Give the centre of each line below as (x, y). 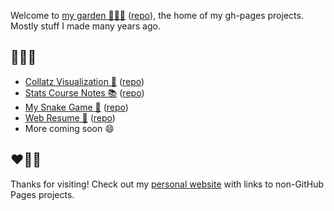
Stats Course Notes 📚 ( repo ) (84, 92)
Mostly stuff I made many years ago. (85, 26)
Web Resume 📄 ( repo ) (70, 117)
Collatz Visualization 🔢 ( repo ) (84, 81)
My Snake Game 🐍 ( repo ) (76, 107)
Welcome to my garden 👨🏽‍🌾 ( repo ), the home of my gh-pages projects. (157, 15)
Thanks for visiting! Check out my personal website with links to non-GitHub (167, 184)
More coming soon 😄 (69, 128)
